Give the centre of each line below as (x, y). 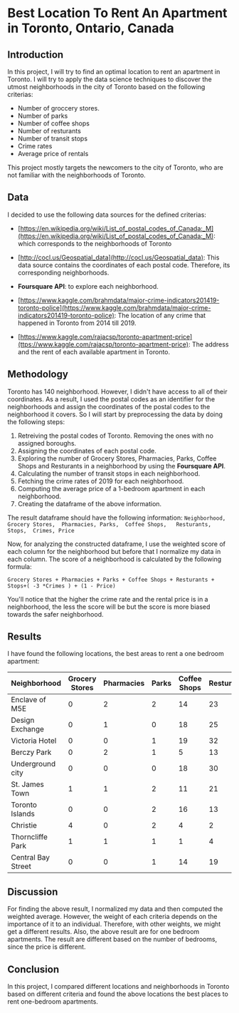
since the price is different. (47, 947)
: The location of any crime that (160, 315)
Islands (23, 814)
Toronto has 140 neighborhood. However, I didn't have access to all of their (117, 391)
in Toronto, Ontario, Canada (91, 28)
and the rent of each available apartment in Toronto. (94, 351)
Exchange (28, 729)
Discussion (33, 891)
